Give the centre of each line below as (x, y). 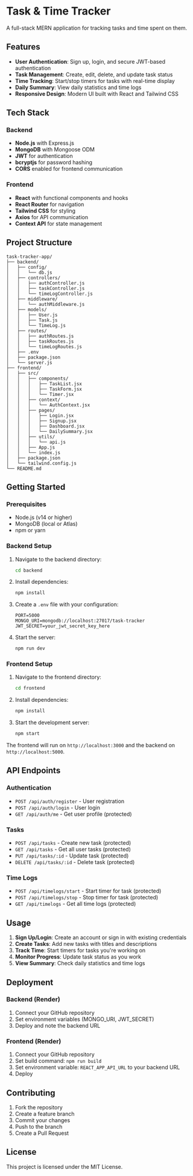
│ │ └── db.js (29, 273)
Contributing (31, 1093)
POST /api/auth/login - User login (58, 807)
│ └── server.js (29, 362)
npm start (27, 734)
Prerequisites (26, 504)
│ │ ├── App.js (31, 447)
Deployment (30, 982)
